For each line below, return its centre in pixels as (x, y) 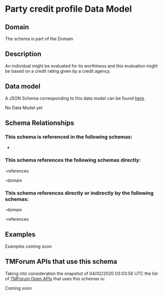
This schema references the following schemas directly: (73, 160)
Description (23, 54)
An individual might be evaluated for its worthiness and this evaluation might (81, 66)
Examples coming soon (28, 246)
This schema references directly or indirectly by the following (80, 193)
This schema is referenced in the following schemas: (69, 137)
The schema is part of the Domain (39, 39)
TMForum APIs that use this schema (61, 262)
